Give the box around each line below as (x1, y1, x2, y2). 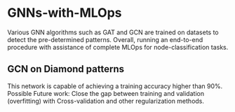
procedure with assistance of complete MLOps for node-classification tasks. (7, 43, 229, 51)
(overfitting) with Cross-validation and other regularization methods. (7, 97, 205, 105)
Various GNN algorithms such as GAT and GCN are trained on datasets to (7, 28, 219, 36)
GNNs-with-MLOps (7, 5, 122, 21)
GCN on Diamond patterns (7, 63, 125, 75)
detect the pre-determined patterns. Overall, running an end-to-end (7, 35, 203, 43)
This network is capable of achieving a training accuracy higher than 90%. (7, 82, 223, 90)
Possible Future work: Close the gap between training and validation (7, 89, 205, 97)
